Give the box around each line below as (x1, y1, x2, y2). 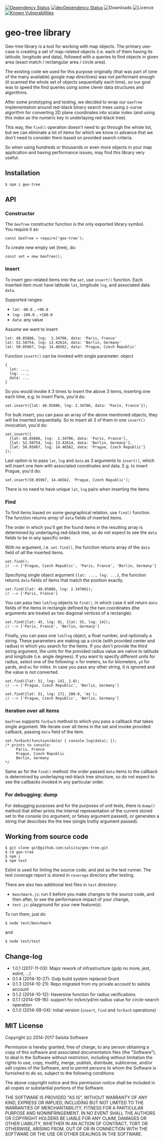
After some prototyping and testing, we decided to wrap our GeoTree (5, 99, 143, 105)
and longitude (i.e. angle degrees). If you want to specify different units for (5, 653, 156, 659)
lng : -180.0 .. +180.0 (12, 311, 53, 317)
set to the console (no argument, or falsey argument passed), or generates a (5, 813, 160, 819)
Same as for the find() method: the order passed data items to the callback (5, 769, 158, 774)
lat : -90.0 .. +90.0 (12, 306, 48, 312)
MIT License (5, 1021, 44, 1030)
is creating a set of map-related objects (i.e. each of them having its (16, 48, 153, 54)
